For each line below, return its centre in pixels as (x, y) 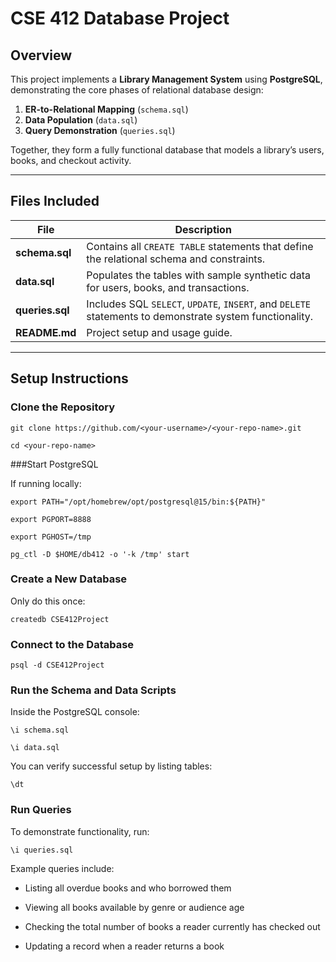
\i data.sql (35, 748)
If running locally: (46, 483)
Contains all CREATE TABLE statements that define (200, 246)
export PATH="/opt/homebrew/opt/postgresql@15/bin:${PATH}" (138, 502)
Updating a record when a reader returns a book (124, 946)
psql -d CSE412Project (57, 665)
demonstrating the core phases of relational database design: (137, 90)
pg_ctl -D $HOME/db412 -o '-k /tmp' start (100, 554)
